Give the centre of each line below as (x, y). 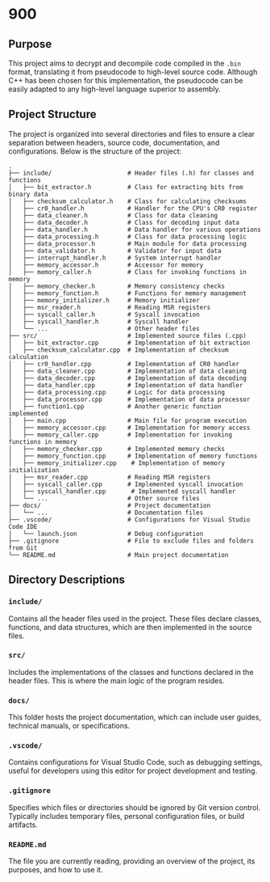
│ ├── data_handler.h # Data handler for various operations (135, 230)
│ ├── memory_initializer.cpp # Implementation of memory (117, 463)
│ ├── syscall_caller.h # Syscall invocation (104, 314)
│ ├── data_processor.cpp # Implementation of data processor (129, 399)
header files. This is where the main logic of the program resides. (116, 681)
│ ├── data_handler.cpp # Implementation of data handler (126, 385)
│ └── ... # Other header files (104, 328)
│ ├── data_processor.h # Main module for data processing (128, 243)
